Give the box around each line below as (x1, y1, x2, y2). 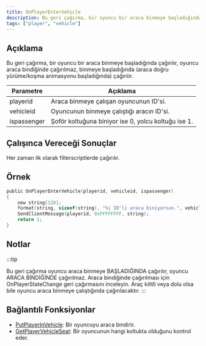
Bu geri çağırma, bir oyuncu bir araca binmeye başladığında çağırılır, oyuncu (6, 59, 199, 67)
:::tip (6, 255, 18, 263)
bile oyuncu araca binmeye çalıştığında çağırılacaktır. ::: (6, 287, 147, 294)
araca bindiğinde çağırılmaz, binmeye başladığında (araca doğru (6, 66, 169, 73)
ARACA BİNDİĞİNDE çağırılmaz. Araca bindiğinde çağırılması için (6, 274, 170, 281)
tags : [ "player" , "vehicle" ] (6, 20, 81, 26)
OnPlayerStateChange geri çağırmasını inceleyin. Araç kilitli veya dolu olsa (6, 280, 194, 288)
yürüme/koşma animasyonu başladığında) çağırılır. (6, 72, 134, 80)
